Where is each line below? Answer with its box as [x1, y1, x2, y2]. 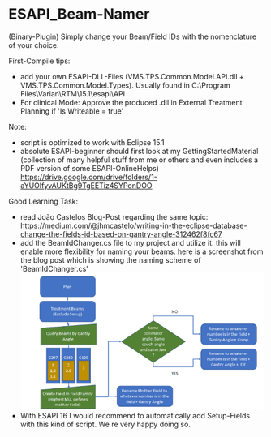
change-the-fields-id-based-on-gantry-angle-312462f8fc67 [19, 229, 223, 239]
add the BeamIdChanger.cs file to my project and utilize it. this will [19, 238, 241, 247]
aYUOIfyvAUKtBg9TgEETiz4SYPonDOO [19, 180, 153, 191]
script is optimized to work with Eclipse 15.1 [19, 137, 165, 147]
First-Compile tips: [8, 56, 71, 66]
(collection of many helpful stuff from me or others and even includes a [19, 155, 258, 165]
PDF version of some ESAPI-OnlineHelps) [19, 163, 160, 173]
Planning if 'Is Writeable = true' [19, 106, 124, 116]
